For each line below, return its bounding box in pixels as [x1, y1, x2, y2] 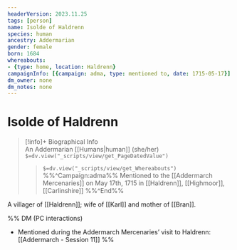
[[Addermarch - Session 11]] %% [17, 236, 115, 244]
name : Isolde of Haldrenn [7, 24, 84, 31]
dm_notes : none [7, 83, 53, 90]
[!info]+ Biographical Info [24, 137, 98, 146]
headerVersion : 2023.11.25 [7, 10, 88, 18]
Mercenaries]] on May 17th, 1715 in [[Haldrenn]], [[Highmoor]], [42, 179, 226, 187]
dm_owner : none [7, 76, 53, 84]
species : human [7, 30, 53, 38]
